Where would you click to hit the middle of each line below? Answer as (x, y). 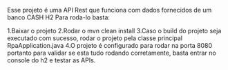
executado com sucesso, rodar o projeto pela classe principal (95, 38)
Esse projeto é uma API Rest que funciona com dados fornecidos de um (110, 10)
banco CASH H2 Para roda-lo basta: (59, 17)
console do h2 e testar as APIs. (51, 60)
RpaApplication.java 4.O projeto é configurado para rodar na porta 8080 (110, 45)
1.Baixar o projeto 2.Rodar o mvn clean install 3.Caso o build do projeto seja (114, 31)
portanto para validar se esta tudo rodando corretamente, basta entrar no (112, 53)
